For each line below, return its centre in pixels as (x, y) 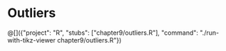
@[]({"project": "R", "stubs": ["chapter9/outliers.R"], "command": (103, 33)
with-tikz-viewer (31, 40)
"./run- (209, 33)
